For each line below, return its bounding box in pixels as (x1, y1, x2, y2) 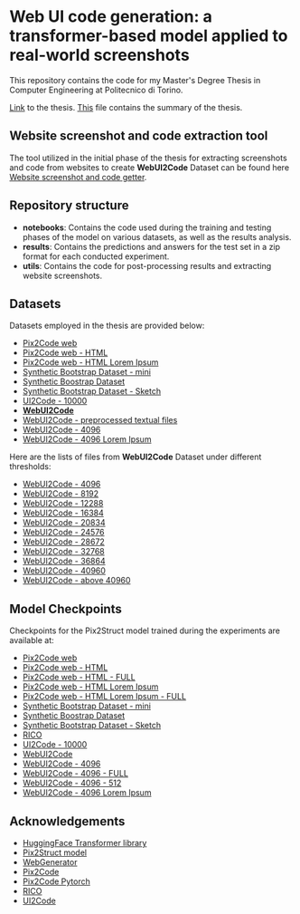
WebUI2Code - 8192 (22, 488, 99, 499)
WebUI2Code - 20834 (22, 517, 106, 528)
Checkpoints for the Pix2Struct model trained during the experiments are (9, 625, 280, 636)
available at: (9, 635, 54, 646)
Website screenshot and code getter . (9, 171, 147, 182)
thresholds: (9, 461, 52, 472)
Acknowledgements (9, 813, 126, 829)
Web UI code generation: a (9, 6, 212, 27)
